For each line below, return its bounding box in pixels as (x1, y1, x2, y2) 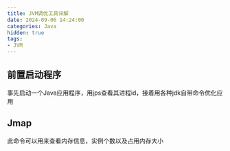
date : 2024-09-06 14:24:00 (7, 16, 84, 23)
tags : (7, 36, 23, 43)
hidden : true (7, 29, 45, 36)
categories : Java (7, 23, 57, 30)
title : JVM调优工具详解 (7, 10, 69, 17)
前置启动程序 (7, 69, 62, 81)
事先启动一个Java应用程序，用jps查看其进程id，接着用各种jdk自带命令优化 (7, 89, 218, 97)
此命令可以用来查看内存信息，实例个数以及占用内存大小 (7, 137, 163, 145)
